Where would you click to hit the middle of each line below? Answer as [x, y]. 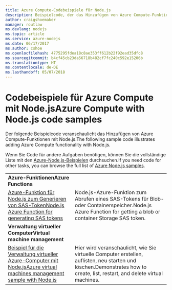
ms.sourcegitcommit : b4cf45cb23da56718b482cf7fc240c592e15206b [74, 58]
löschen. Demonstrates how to [111, 267]
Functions [20, 184]
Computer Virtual [29, 233]
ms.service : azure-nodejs [33, 39]
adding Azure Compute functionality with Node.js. [58, 144]
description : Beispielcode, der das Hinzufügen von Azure [68, 15]
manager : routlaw [24, 24]
